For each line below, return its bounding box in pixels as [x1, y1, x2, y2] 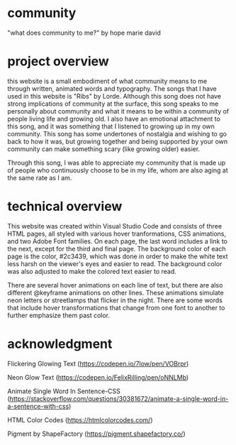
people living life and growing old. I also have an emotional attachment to [7, 114, 221, 123]
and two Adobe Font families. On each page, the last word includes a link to [7, 236, 228, 246]
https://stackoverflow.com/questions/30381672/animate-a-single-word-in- [9, 394, 229, 402]
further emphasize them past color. [7, 311, 111, 319]
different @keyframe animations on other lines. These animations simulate [7, 288, 225, 297]
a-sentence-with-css [7, 402, 69, 410]
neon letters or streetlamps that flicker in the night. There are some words [7, 296, 223, 304]
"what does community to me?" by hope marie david [7, 28, 161, 37]
